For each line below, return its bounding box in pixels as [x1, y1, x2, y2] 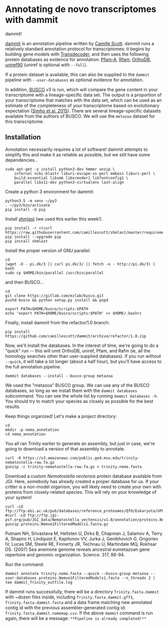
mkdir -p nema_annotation [5, 427, 59, 432]
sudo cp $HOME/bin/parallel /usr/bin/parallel [5, 270, 104, 275]
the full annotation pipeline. [5, 363, 61, 369]
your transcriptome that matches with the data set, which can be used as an [5, 97, 162, 103]
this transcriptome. [5, 118, 44, 124]
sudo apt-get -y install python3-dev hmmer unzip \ [5, 166, 115, 171]
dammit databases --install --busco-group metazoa [5, 373, 113, 378]
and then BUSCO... [5, 279, 44, 285]
